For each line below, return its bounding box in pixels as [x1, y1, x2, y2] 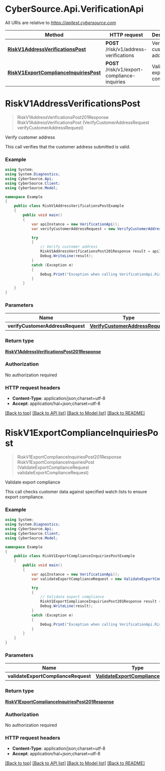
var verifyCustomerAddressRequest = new [31, 226, 115, 231]
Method [45, 31, 64, 38]
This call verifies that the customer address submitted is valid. [5, 143, 131, 149]
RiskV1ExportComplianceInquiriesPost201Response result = [40, 599, 162, 604]
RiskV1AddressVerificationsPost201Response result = [40, 249, 151, 254]
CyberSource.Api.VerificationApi [5, 3, 144, 15]
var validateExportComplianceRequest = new [31, 576, 122, 581]
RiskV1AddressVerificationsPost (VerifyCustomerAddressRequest [17, 119, 150, 125]
